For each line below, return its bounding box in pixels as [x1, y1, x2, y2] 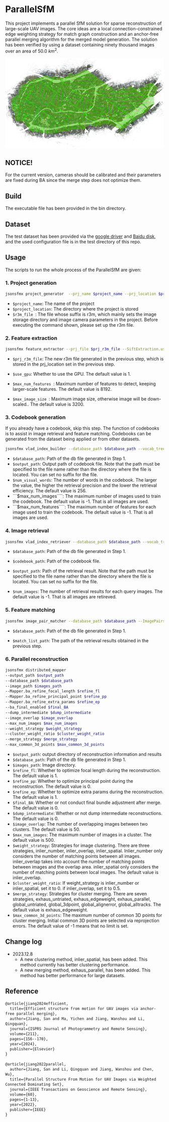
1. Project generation [5, 279, 57, 286]
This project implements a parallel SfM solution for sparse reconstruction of [5, 20, 162, 26]
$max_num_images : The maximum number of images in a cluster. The [12, 832, 152, 838]
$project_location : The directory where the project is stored [12, 305, 138, 312]
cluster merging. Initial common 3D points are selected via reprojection [12, 917, 159, 924]
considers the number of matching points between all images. [12, 853, 141, 859]
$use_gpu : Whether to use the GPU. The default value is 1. [12, 371, 131, 377]
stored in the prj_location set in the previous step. [12, 361, 115, 367]
